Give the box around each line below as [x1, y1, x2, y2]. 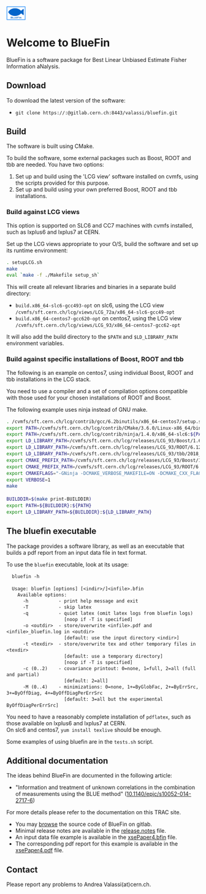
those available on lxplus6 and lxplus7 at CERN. [6, 719, 127, 726]
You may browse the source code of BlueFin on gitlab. [15, 820, 152, 828]
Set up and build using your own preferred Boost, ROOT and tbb [15, 186, 178, 193]
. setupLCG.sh [6, 259, 43, 266]
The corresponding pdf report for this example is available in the [15, 840, 178, 847]
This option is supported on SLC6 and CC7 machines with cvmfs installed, [6, 222, 194, 229]
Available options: [17, 592, 67, 598]
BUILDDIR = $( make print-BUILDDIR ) [6, 496, 92, 503]
